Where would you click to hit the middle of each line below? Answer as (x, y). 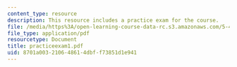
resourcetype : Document (42, 40)
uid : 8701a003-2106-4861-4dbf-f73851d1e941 (72, 53)
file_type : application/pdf (49, 33)
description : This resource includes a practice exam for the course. (113, 20)
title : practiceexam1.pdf (45, 46)
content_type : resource (42, 14)
